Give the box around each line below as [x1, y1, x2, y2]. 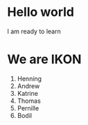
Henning [17, 74, 42, 83]
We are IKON [7, 51, 82, 67]
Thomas [17, 97, 42, 105]
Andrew [17, 81, 40, 90]
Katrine [17, 89, 38, 97]
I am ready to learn [7, 27, 61, 35]
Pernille [17, 103, 39, 112]
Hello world [7, 4, 75, 20]
